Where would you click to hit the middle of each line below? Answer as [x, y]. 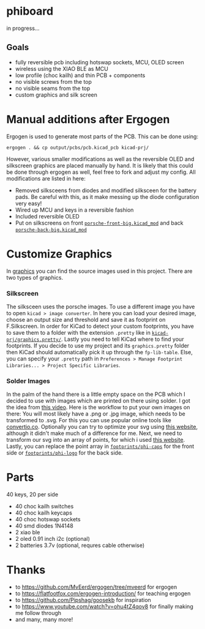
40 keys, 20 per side [32, 494]
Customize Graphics [59, 254]
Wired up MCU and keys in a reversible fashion [74, 210]
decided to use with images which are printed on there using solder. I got [99, 401]
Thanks [26, 570]
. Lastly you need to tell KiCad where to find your [122, 339]
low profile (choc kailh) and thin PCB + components [80, 75]
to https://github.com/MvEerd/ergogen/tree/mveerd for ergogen [96, 587]
